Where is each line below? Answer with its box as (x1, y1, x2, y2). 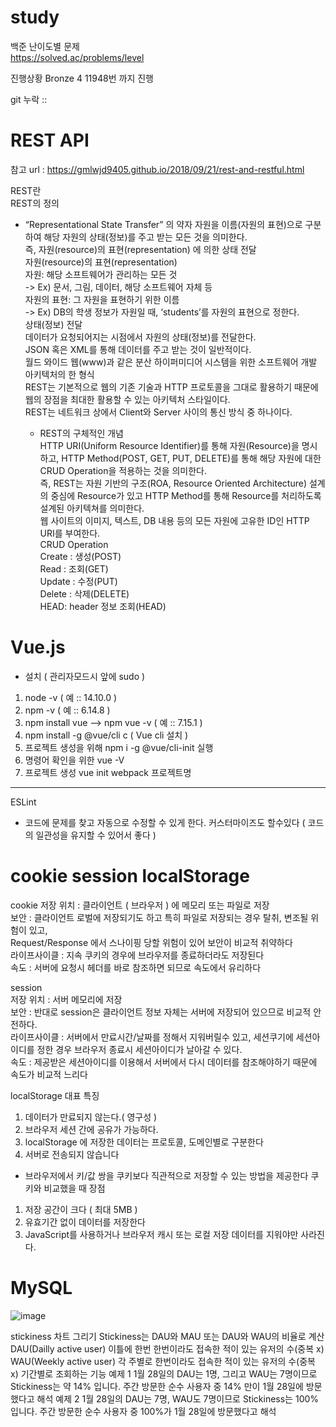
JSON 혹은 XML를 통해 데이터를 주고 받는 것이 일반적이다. (24, 343, 252, 355)
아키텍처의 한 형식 (24, 368, 95, 380)
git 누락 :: (10, 93, 48, 105)
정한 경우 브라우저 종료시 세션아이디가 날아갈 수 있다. (36, 1043, 243, 1055)
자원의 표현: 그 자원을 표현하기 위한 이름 (24, 293, 180, 305)
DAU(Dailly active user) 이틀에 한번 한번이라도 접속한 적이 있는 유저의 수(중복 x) (10, 1342, 325, 1355)
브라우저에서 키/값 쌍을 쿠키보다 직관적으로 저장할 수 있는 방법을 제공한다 (24, 1169, 309, 1181)
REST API (10, 129, 90, 152)
